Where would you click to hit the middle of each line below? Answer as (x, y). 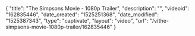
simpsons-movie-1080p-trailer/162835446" (59, 27)
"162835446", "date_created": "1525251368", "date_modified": (82, 15)
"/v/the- (159, 21)
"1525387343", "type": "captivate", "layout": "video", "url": (77, 21)
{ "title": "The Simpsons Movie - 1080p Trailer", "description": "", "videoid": (97, 8)
